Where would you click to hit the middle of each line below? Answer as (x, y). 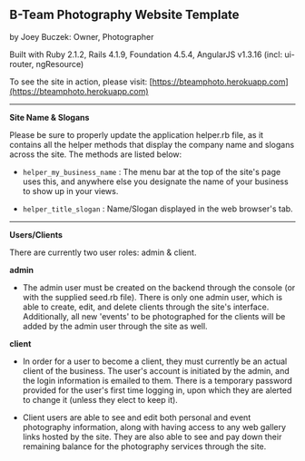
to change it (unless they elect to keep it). (100, 399)
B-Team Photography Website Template (124, 15)
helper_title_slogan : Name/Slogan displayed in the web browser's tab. (157, 209)
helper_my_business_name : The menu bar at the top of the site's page (152, 172)
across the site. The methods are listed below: (96, 154)
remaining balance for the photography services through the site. (144, 446)
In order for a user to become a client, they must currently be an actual (155, 361)
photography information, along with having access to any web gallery (154, 427)
